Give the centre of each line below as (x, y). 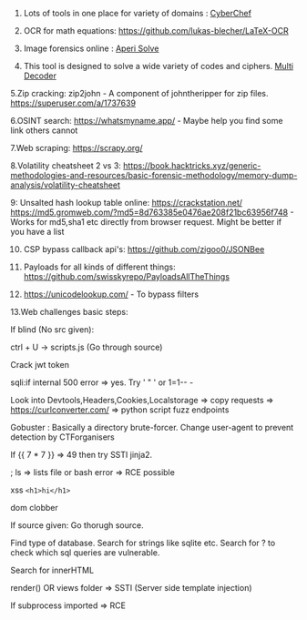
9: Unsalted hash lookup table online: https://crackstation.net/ (127, 203)
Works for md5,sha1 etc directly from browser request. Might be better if (146, 222)
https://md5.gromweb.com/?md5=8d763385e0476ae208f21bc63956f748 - (152, 212)
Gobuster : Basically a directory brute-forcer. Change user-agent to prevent (152, 427)
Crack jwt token (40, 365)
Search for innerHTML (52, 570)
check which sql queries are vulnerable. (85, 553)
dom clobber (34, 508)
